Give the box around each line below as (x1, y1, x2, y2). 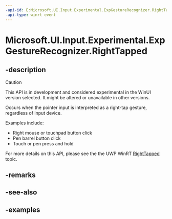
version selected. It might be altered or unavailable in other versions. (5, 94, 150, 100)
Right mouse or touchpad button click (12, 129, 93, 136)
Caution (5, 79, 22, 85)
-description (5, 65, 46, 74)
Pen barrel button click (12, 135, 61, 141)
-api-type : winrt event (5, 12, 56, 17)
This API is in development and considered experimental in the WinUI (5, 89, 151, 95)
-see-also (5, 188, 37, 197)
